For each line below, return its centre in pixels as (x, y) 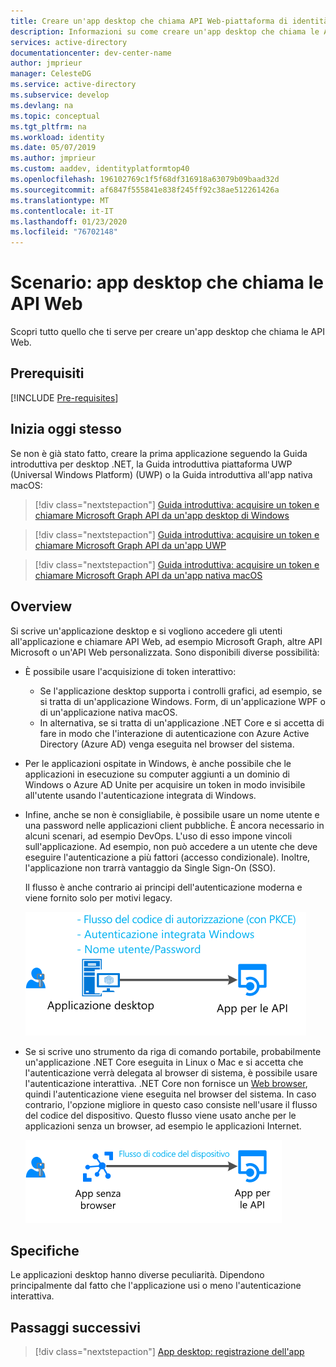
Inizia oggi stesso (66, 429)
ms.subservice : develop (60, 95)
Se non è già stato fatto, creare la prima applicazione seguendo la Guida (159, 453)
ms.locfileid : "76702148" (64, 232)
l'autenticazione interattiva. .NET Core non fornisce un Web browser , (166, 1083)
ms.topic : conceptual (55, 116)
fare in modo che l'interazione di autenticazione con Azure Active (174, 733)
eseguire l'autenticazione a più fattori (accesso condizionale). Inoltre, (167, 857)
